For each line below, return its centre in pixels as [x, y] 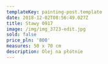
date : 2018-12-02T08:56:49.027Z [47, 18]
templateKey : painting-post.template [54, 12]
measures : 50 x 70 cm [34, 46]
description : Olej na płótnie [45, 52]
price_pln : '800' [28, 40]
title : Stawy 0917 [30, 23]
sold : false [21, 35]
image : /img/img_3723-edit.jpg [46, 29]
